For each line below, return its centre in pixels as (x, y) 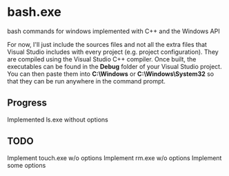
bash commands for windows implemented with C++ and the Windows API (113, 31)
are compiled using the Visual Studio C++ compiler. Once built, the (102, 59)
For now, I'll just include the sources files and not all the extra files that (107, 44)
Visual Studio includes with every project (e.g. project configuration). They (113, 52)
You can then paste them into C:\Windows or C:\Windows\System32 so (111, 74)
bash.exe (34, 12)
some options (27, 165)
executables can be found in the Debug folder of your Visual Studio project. (114, 66)
